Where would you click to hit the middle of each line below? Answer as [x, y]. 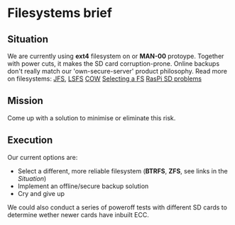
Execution [30, 140]
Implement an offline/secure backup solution [83, 186]
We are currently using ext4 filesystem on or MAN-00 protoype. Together [116, 56]
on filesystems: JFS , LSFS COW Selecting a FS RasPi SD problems [105, 79]
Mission [26, 101]
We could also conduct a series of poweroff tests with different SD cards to [117, 207]
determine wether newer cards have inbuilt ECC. [78, 214]
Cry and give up [41, 193]
